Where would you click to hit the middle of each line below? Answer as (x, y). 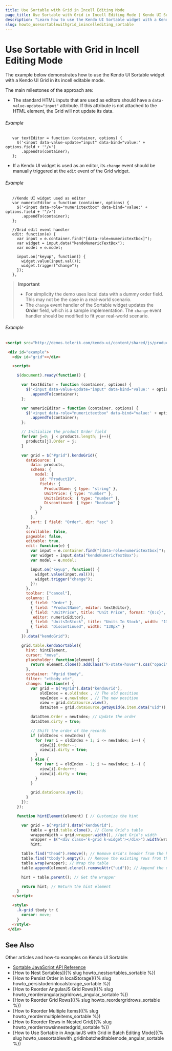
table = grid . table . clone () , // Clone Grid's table (87, 830)
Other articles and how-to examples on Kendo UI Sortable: (67, 958)
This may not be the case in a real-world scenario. (78, 299)
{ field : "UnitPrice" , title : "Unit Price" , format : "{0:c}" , (98, 612)
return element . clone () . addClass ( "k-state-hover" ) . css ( (91, 665)
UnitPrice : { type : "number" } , (79, 493)
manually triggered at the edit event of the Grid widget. (71, 171)
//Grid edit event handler (41, 230)
